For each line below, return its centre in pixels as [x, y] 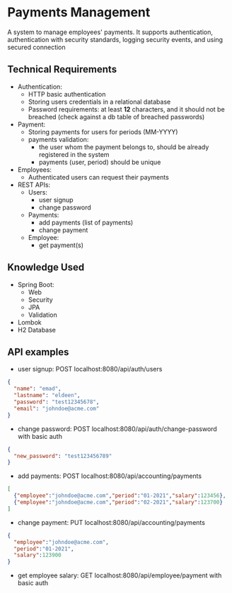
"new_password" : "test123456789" [63, 456]
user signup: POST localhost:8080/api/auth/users [90, 369]
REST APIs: [34, 185]
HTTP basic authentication [67, 94]
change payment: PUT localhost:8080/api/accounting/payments [111, 522]
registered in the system [74, 154]
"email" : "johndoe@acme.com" [57, 408]
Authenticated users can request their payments [99, 177]
